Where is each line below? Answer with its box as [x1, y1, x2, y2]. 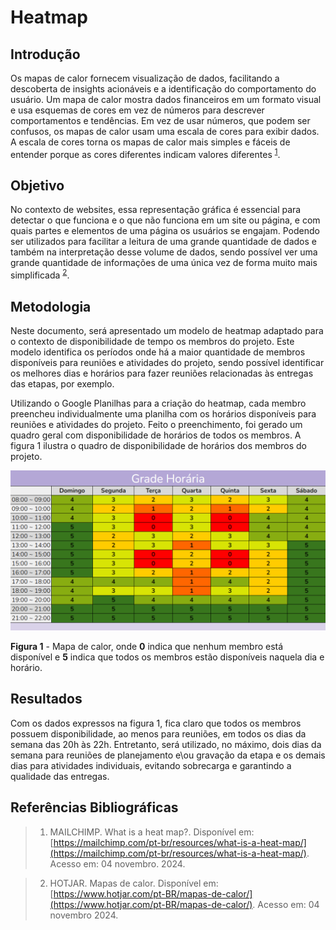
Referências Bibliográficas [10, 799, 179, 816]
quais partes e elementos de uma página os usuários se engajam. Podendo [10, 225, 320, 237]
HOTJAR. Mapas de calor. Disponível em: [49, 877, 219, 889]
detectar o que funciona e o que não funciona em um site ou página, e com [10, 214, 321, 226]
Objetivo [10, 177, 65, 195]
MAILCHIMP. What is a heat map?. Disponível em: [49, 826, 255, 838]
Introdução [10, 46, 81, 63]
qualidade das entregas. [10, 770, 110, 782]
